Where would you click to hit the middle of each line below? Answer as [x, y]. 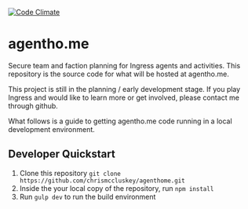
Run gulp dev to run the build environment [88, 196]
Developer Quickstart [62, 154]
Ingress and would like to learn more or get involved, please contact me [124, 97]
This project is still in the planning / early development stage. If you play [124, 89]
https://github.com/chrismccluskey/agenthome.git [102, 181]
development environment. [52, 129]
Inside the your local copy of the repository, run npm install [117, 188]
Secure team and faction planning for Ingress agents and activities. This [124, 65]
